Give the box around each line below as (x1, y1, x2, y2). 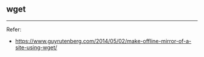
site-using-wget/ (15, 44, 58, 51)
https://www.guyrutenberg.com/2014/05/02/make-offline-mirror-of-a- (15, 37, 192, 44)
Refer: (6, 26, 22, 33)
